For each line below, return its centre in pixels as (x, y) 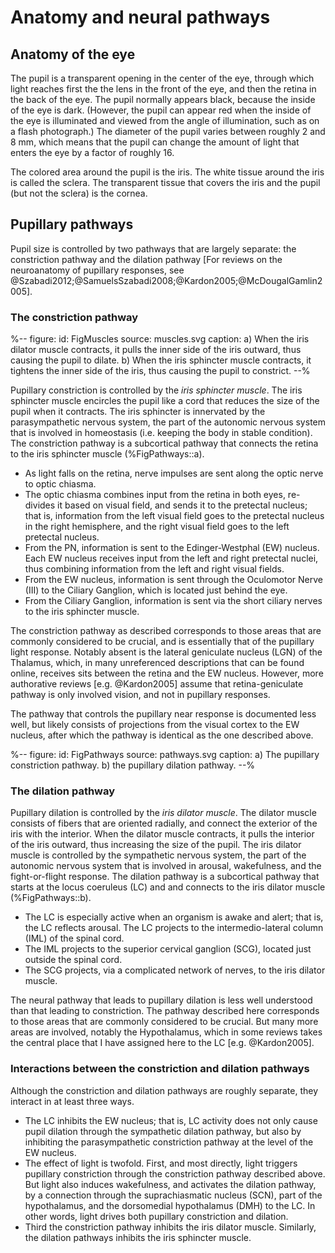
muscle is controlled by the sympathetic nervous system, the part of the (158, 855)
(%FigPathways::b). (51, 898)
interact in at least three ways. (72, 1101)
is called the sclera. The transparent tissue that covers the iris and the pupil (165, 182)
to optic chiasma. (60, 484)
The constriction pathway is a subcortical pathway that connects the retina (164, 443)
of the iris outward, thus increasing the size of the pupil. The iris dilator (156, 845)
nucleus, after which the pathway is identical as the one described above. (162, 735)
